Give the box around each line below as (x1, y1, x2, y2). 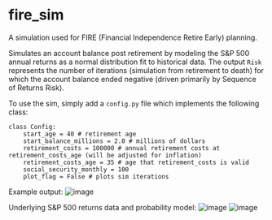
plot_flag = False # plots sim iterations (23, 172, 169, 180)
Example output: (8, 187, 64, 196)
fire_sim (8, 6, 64, 24)
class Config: (8, 123, 57, 131)
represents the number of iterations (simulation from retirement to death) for (8, 65, 265, 75)
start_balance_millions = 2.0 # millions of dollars (23, 136, 206, 145)
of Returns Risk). (8, 83, 65, 93)
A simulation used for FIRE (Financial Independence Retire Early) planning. (8, 32, 258, 42)
